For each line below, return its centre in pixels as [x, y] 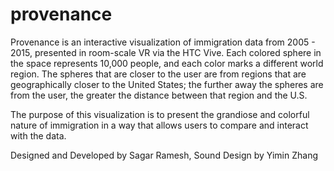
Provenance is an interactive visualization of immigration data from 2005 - [163, 42]
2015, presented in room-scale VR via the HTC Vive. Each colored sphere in [166, 52]
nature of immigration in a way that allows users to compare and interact [159, 125]
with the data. [38, 135]
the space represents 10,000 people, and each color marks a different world [167, 63]
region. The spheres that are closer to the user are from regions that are [158, 74]
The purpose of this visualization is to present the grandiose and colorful [160, 114]
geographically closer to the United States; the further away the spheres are [167, 84]
